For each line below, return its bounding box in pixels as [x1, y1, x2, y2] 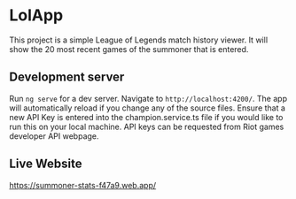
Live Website [9, 157, 82, 172]
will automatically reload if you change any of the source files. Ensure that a [9, 103, 286, 113]
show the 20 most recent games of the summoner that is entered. [9, 43, 249, 54]
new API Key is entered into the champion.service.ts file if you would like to [9, 111, 284, 122]
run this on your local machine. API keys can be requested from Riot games [9, 121, 284, 132]
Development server [9, 70, 125, 85]
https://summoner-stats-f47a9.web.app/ [9, 180, 157, 190]
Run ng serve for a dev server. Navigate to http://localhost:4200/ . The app [9, 93, 288, 103]
